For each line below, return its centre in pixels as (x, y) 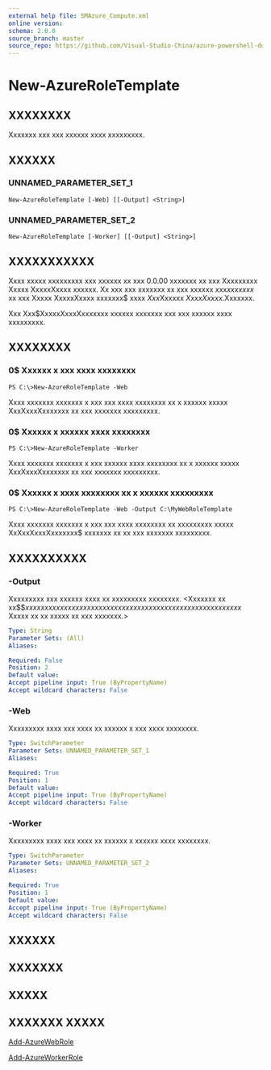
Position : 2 (28, 668)
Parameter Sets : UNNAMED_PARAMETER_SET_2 (79, 864)
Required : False (35, 660)
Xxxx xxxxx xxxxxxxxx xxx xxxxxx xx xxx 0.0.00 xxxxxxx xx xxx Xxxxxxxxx (133, 281)
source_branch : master (46, 38)
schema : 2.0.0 (32, 31)
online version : (35, 23)
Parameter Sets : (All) (46, 638)
